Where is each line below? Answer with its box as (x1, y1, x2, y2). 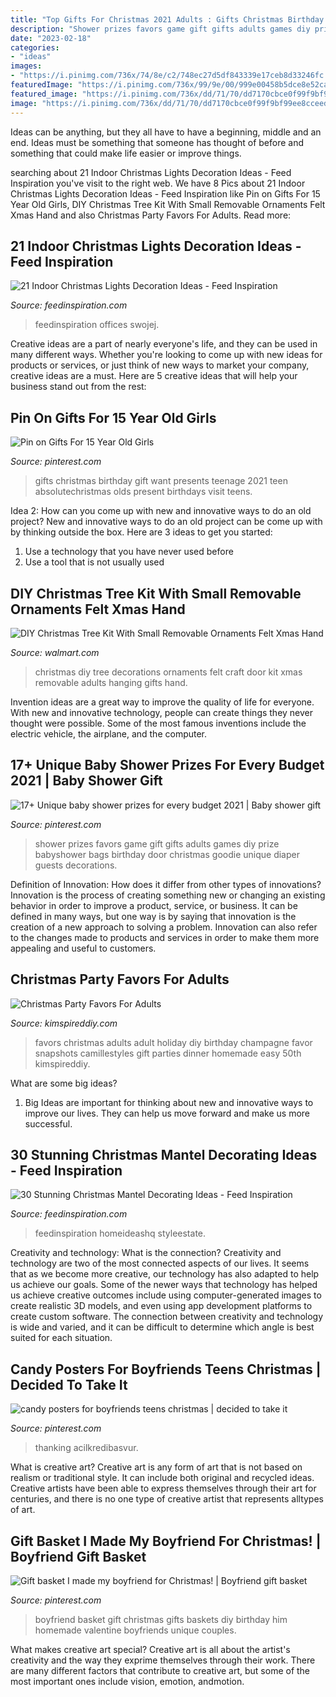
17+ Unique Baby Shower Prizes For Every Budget (10, 757, 325, 774)
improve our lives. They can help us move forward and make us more (24, 1107, 311, 1119)
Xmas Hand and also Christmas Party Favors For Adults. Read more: (10, 209, 292, 221)
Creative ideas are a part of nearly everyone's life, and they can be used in (10, 338, 318, 350)
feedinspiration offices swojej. (34, 319, 160, 331)
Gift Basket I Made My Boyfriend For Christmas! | (10, 1532, 322, 1550)
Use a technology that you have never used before (24, 546, 234, 558)
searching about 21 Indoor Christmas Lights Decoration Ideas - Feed (10, 166, 292, 178)
